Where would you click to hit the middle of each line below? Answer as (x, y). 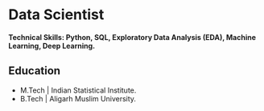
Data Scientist (56, 15)
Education (35, 71)
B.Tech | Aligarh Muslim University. (78, 98)
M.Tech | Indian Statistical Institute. (78, 90)
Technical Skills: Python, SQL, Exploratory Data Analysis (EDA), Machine (132, 37)
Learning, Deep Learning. (52, 46)
